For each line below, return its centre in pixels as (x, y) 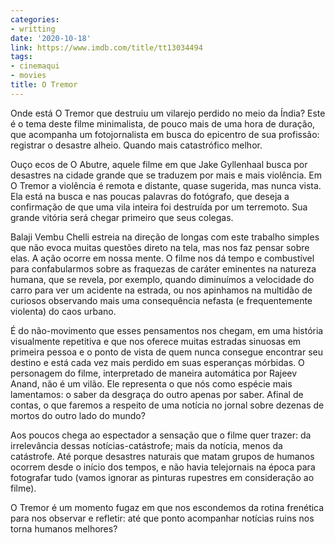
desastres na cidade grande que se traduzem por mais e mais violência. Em (166, 175)
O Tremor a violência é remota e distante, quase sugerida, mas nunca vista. (166, 185)
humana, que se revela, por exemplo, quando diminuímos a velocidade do (162, 279)
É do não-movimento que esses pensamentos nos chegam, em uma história (167, 330)
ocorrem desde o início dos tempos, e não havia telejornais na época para (163, 467)
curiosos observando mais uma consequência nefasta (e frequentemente (161, 300)
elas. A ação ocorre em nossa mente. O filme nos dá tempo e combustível (162, 258)
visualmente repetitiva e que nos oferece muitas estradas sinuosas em (156, 341)
